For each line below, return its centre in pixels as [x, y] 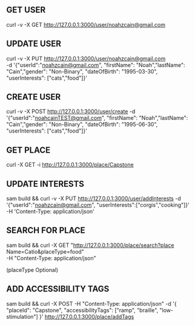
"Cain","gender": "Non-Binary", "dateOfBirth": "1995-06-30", [82, 125]
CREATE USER [34, 97]
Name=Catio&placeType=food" [45, 251]
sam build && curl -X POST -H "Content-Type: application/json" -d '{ [91, 303]
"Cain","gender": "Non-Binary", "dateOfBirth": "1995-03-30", [82, 71]
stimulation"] [22, 316]
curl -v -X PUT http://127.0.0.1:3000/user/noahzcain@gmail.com [86, 58]
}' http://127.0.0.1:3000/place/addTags [87, 316]
